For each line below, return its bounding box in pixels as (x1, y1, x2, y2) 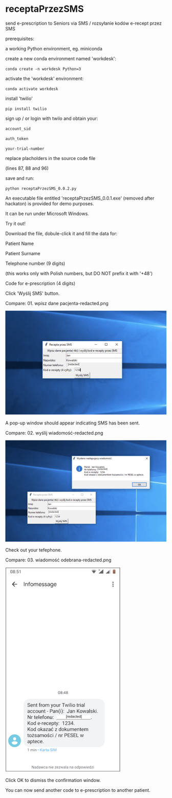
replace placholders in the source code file (5, 155, 96, 161)
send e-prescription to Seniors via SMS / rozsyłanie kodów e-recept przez (5, 20, 162, 26)
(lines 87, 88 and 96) (5, 165, 49, 171)
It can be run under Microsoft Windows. (5, 210, 90, 217)
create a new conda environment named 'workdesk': (5, 55, 117, 62)
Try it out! (5, 220, 26, 226)
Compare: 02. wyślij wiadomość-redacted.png (5, 430, 103, 436)
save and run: (5, 175, 34, 181)
